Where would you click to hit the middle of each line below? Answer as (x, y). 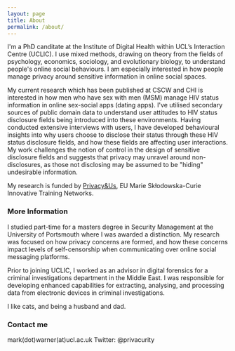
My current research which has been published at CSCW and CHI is (105, 90)
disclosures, (25, 165)
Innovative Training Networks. (51, 193)
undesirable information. (43, 172)
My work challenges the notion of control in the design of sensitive (104, 150)
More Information (38, 211)
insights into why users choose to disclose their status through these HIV (113, 135)
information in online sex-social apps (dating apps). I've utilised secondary (115, 105)
